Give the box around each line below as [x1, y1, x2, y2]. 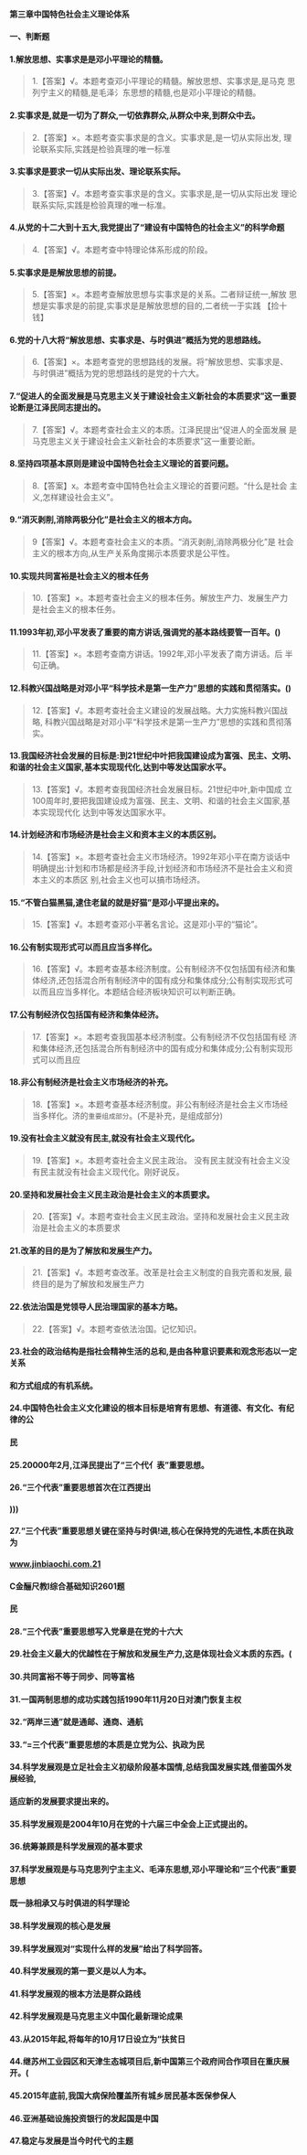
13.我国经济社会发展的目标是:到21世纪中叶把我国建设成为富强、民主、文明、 [9, 750, 296, 761]
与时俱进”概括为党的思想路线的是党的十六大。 [31, 368, 204, 379]
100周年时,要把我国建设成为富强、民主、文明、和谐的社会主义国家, [31, 795, 283, 806]
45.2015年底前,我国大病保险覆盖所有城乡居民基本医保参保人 [9, 2090, 237, 2101]
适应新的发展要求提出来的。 [9, 1796, 114, 1807]
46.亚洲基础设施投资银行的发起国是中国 [9, 2113, 159, 2124]
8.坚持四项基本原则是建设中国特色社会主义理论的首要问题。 [9, 458, 234, 469]
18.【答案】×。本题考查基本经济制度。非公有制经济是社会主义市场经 [31, 1099, 289, 1110]
